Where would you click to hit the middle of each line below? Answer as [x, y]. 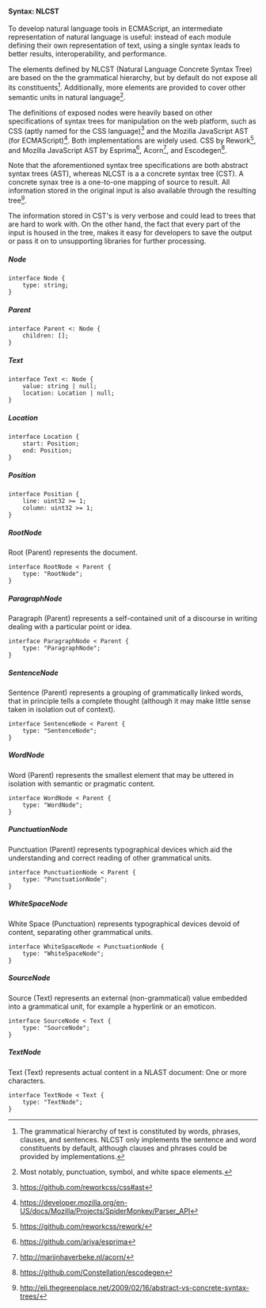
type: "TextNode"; [53, 1102]
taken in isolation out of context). [62, 709]
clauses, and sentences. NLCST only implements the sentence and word [138, 1139]
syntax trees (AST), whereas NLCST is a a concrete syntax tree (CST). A [126, 174]
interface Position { [44, 494]
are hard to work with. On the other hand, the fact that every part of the [124, 224]
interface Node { [37, 278]
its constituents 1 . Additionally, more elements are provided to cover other [127, 87]
